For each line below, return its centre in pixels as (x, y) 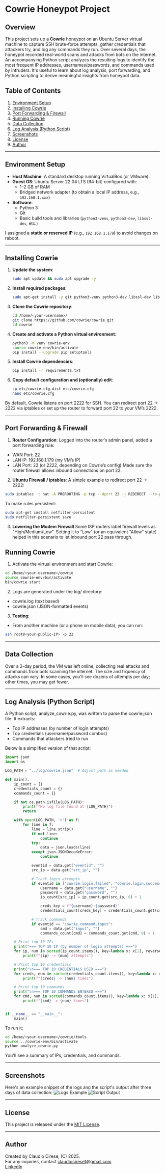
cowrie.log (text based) (36, 601)
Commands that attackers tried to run (50, 739)
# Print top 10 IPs (34, 942)
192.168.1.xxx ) (35, 197)
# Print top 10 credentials (42, 964)
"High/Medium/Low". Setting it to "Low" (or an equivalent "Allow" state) (84, 532)
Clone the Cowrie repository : (42, 307)
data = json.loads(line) (66, 847)
